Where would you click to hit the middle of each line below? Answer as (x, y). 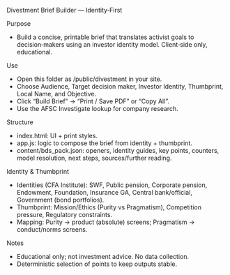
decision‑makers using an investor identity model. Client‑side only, (112, 44)
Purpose (19, 23)
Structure (20, 122)
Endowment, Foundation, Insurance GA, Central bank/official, (105, 192)
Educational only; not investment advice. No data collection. (103, 257)
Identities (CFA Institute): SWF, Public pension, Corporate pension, (112, 185)
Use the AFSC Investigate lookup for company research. (97, 109)
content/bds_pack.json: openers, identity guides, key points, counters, (118, 150)
